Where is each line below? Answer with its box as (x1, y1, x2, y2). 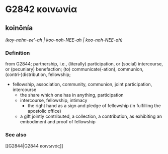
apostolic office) (27, 108, 61, 114)
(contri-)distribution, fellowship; (5, 71, 71, 78)
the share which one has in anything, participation (20, 92, 124, 98)
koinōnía (5, 24, 33, 32)
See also (5, 131, 27, 138)
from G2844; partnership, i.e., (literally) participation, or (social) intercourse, (5, 61, 163, 67)
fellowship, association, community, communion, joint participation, (12, 82, 152, 88)
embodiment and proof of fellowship (20, 119, 96, 125)
